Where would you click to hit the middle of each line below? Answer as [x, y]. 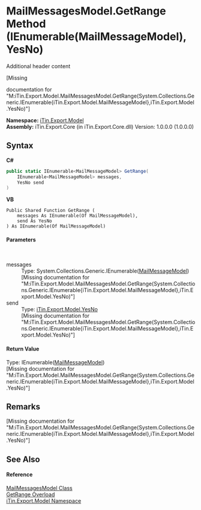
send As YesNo [34, 221]
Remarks [23, 407]
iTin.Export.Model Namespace [44, 501]
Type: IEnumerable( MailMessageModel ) [55, 362]
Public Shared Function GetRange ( [51, 211]
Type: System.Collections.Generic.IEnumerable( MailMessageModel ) [105, 271]
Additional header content [38, 66]
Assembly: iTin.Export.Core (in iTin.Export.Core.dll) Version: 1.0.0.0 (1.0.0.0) [100, 126]
